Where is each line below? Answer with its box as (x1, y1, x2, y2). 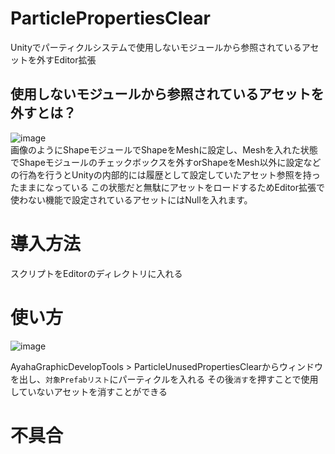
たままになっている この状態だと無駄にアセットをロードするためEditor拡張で (10, 181, 326, 193)
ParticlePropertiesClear (10, 7, 212, 30)
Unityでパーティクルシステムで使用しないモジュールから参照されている (10, 41, 302, 53)
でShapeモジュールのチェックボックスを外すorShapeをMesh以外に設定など (10, 156, 322, 168)
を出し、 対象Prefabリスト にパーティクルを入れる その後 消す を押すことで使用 (10, 373, 319, 385)
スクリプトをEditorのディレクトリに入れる (10, 267, 183, 279)
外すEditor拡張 (36, 53, 97, 66)
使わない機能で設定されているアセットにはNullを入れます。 (10, 193, 253, 206)
